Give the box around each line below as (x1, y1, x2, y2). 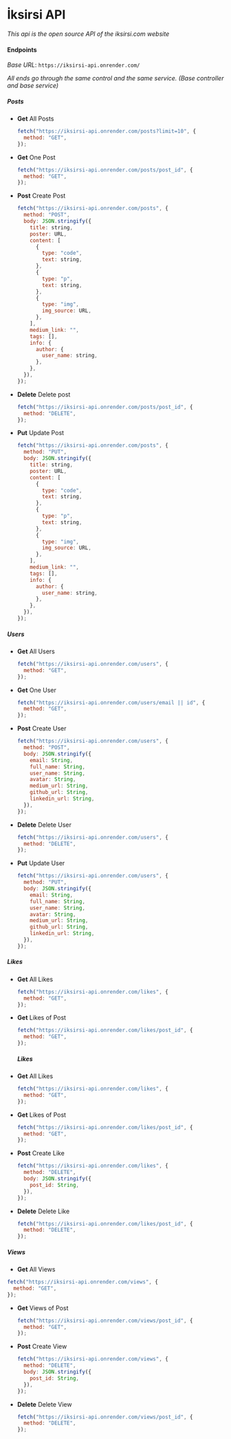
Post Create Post (16, 191, 66, 200)
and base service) (7, 81, 59, 90)
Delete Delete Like (16, 1207, 70, 1215)
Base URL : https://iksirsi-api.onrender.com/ (7, 61, 140, 69)
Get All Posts (16, 114, 54, 123)
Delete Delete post (16, 390, 71, 399)
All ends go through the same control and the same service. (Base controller (7, 74, 224, 83)
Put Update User (16, 859, 65, 868)
